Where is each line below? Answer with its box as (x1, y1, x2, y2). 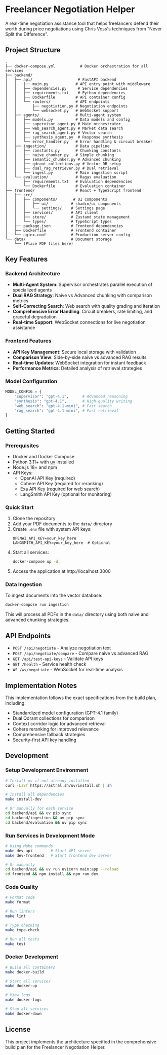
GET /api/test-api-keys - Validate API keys (12, 656, 103, 662)
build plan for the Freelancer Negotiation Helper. (5, 1044, 106, 1050)
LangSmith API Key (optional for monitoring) (20, 491, 112, 497)
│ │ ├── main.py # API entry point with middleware (5, 81, 151, 87)
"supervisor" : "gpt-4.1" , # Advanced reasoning (14, 394, 128, 399)
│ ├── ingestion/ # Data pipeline (5, 143, 110, 149)
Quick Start (5, 503, 34, 511)
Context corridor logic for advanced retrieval (12, 720, 106, 726)
